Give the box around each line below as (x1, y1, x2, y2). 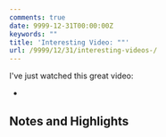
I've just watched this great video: (9, 70, 134, 81)
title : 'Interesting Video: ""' (9, 37, 129, 47)
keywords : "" (9, 29, 58, 38)
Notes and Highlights (9, 113, 129, 129)
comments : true (9, 12, 66, 22)
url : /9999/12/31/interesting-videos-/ (9, 46, 158, 55)
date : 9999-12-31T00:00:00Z (9, 21, 114, 30)
